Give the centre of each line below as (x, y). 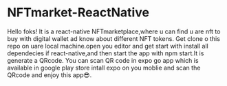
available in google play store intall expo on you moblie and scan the (104, 68)
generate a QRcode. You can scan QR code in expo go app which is (103, 60)
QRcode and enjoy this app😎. (50, 75)
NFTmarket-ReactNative (78, 13)
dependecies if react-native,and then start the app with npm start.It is (106, 53)
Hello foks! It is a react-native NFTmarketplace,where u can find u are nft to (114, 31)
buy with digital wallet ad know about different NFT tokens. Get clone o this (113, 38)
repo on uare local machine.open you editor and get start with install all (108, 46)
